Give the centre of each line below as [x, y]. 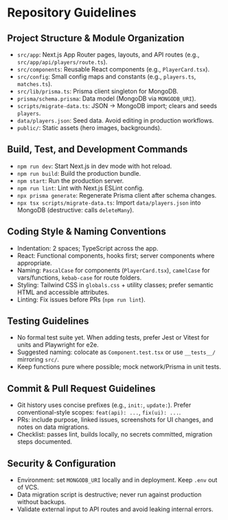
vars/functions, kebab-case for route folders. [79, 278]
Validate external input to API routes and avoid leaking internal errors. [115, 509]
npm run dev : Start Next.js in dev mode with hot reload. [94, 166]
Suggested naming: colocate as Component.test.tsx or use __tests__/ [116, 352]
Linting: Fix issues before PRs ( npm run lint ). [81, 299]
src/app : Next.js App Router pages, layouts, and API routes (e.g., [108, 54]
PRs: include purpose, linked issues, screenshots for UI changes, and [115, 420]
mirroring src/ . [38, 360]
